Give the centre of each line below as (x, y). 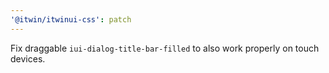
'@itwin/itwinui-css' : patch (71, 19)
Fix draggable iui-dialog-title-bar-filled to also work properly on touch (165, 48)
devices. (28, 58)
